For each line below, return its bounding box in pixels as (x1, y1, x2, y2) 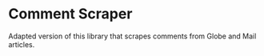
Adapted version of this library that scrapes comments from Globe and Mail (8, 31, 257, 41)
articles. (8, 39, 35, 49)
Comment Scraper (8, 5, 133, 23)
